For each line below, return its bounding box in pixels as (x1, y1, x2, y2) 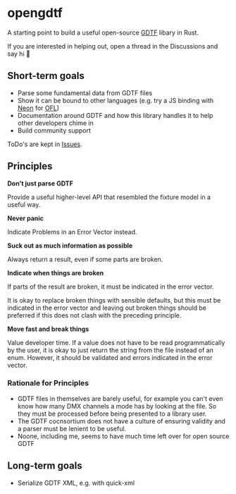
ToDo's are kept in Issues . (7, 140, 82, 148)
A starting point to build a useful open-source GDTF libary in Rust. (7, 28, 199, 37)
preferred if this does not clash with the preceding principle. (7, 311, 182, 319)
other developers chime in (17, 119, 94, 127)
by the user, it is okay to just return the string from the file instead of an (7, 346, 213, 354)
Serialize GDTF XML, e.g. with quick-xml (17, 478, 135, 487)
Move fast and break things (7, 325, 89, 333)
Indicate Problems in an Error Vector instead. (7, 227, 137, 236)
